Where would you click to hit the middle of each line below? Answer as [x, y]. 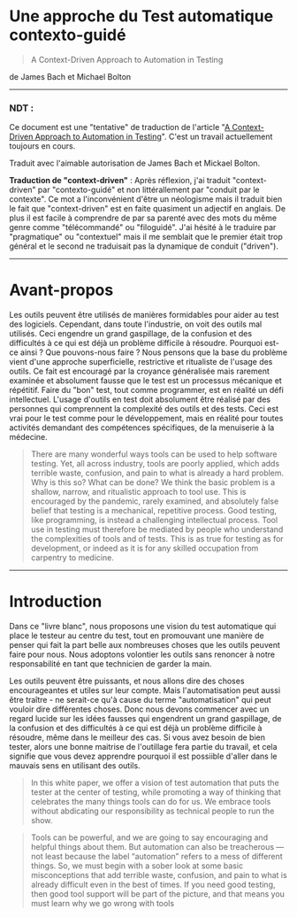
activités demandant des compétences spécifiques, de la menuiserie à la [142, 428]
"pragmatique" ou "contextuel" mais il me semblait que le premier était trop [146, 237]
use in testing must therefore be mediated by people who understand [157, 529]
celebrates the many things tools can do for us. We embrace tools [151, 802]
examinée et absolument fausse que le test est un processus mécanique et [146, 381]
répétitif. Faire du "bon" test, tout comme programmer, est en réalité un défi [147, 390]
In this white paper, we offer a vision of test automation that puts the [155, 783]
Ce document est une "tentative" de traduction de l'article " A [120, 127]
